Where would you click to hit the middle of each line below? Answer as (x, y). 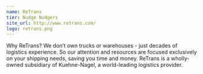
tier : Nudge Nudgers (32, 17)
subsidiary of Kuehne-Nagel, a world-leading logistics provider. (104, 65)
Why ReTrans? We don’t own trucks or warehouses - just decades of (92, 46)
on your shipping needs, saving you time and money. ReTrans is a (88, 58)
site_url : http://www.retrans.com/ (51, 23)
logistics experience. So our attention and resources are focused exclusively (101, 52)
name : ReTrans (24, 12)
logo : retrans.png (29, 29)
